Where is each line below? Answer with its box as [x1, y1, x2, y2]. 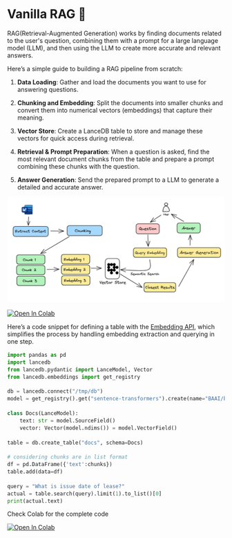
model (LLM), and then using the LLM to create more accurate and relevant [7, 44, 221, 52]
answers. [7, 51, 33, 59]
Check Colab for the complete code [7, 510, 109, 518]
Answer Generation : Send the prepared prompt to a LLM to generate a [17, 176, 220, 184]
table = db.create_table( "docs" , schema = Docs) [7, 439, 144, 446]
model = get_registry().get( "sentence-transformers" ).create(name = [7, 396, 206, 402]
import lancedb [7, 359, 51, 366]
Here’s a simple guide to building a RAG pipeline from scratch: [7, 64, 183, 73]
